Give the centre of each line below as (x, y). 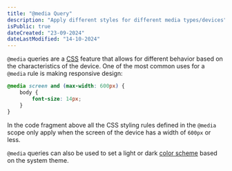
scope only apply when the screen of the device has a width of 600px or (109, 132)
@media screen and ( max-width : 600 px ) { (66, 86)
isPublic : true (29, 26)
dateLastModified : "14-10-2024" (54, 39)
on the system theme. (38, 160)
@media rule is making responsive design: (65, 74)
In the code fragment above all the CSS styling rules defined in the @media (112, 125)
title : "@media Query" (40, 13)
